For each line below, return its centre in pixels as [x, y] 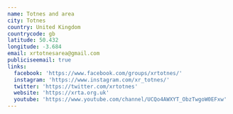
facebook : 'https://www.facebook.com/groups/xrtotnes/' [98, 73]
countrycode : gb [31, 34]
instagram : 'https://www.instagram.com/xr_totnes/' [92, 80]
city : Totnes [27, 21]
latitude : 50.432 [33, 40]
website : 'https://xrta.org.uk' [62, 93]
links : [17, 67]
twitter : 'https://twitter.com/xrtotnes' [76, 86]
